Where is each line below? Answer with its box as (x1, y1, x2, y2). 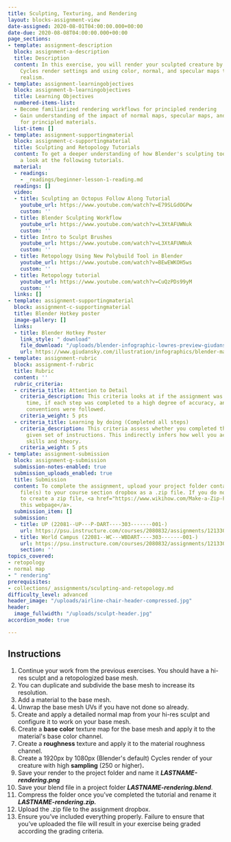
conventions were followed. (25, 406, 107, 413)
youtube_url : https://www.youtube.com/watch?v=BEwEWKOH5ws (20, 259, 193, 266)
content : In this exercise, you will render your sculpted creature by (14, 61, 223, 68)
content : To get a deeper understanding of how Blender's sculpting (14, 150, 214, 158)
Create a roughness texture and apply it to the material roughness (17, 739, 205, 747)
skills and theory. (25, 437, 82, 445)
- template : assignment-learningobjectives (8, 80, 134, 87)
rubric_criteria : (14, 380, 64, 387)
